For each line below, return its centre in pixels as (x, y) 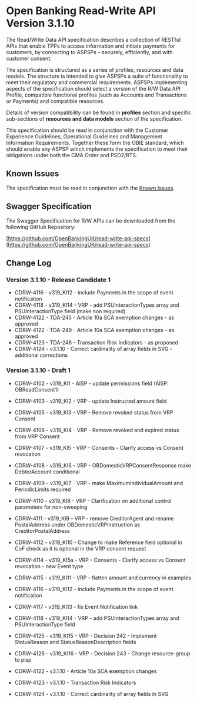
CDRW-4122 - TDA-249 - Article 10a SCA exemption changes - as (94, 330)
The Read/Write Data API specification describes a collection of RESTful (94, 39)
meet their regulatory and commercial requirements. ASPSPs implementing (97, 82)
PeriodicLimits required (43, 489)
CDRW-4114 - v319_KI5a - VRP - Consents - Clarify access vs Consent (100, 560)
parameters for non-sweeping (51, 507)
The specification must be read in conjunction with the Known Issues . (91, 188)
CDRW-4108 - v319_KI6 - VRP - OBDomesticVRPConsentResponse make (103, 465)
